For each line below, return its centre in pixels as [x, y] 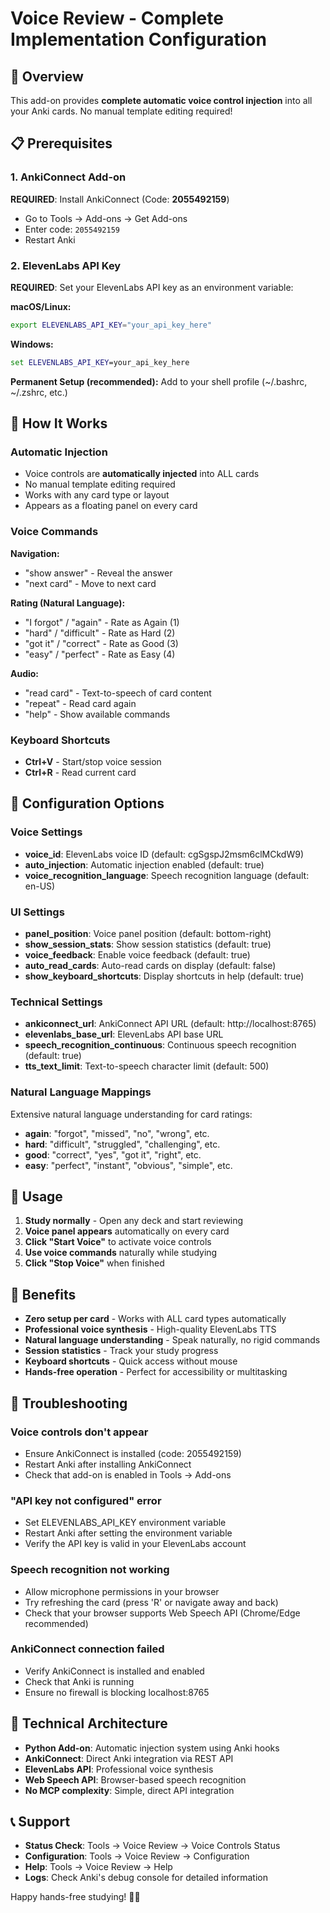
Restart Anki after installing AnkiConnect [108, 1464]
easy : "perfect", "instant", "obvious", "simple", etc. [128, 1165]
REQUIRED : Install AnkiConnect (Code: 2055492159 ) [120, 199]
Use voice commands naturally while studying [121, 1253]
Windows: [32, 344]
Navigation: [35, 553]
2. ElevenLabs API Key [66, 265]
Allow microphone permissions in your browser [122, 1591]
